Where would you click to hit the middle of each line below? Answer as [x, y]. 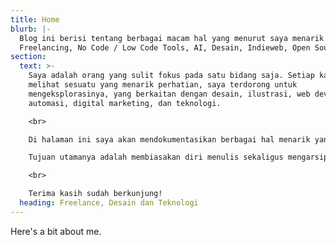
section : [28, 57]
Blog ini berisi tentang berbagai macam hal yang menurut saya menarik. [174, 38]
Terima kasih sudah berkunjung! [95, 194]
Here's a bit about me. [56, 231]
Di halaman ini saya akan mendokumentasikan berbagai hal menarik [169, 139]
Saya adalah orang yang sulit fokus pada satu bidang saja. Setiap [171, 76]
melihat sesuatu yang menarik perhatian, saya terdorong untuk [163, 85]
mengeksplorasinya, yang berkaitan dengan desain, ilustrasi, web [169, 94]
